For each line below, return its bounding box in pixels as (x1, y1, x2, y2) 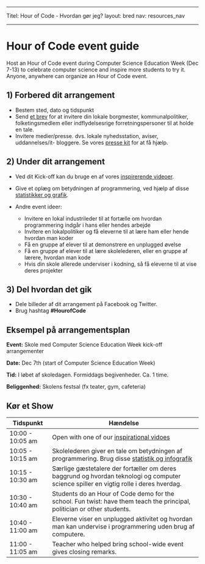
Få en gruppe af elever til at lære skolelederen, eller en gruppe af (24, 247, 188, 254)
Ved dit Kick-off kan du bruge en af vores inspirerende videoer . (15, 172, 174, 180)
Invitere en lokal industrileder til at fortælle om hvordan (24, 214, 162, 222)
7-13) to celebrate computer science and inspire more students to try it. (6, 65, 186, 73)
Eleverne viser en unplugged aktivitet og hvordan (52, 515, 193, 523)
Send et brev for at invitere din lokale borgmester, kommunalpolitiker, (15, 112, 189, 120)
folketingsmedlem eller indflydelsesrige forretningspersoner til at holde (15, 119, 194, 126)
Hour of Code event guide (6, 39, 139, 53)
